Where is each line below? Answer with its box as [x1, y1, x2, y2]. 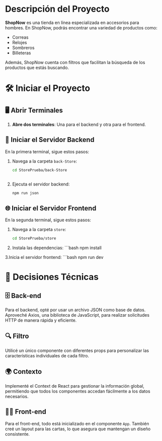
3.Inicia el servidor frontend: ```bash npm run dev [5, 255, 104, 260]
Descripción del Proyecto [5, 3, 110, 15]
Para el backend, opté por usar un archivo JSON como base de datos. [5, 307, 146, 313]
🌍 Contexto [5, 368, 42, 376]
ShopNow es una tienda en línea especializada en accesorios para [5, 20, 140, 25]
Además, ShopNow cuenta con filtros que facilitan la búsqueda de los [5, 59, 145, 65]
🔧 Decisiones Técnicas [5, 272, 99, 282]
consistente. [5, 431, 30, 437]
